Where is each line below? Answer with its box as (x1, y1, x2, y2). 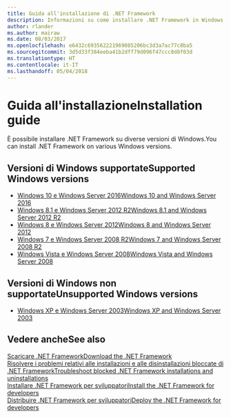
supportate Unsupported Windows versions (7, 288, 199, 300)
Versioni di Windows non (7, 277, 117, 289)
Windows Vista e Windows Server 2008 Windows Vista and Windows (17, 250, 213, 259)
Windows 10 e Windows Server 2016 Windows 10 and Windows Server (17, 191, 217, 200)
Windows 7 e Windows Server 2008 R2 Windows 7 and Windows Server (17, 235, 221, 243)
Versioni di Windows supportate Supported (7, 162, 195, 174)
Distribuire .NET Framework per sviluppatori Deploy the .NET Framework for (7, 396, 221, 404)
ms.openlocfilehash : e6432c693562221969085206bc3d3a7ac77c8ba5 (7, 42, 193, 49)
